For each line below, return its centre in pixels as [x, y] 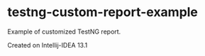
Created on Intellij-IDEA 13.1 [48, 45]
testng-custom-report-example [103, 12]
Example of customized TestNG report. [64, 31]
